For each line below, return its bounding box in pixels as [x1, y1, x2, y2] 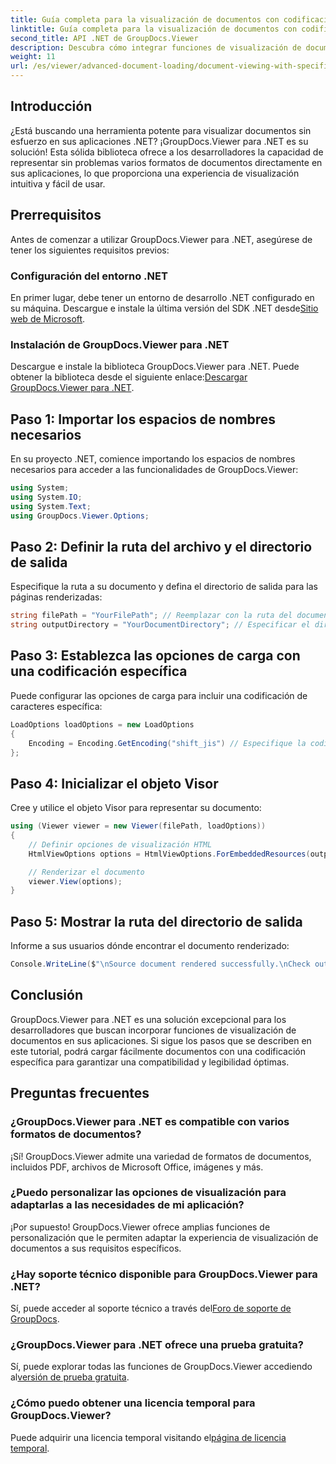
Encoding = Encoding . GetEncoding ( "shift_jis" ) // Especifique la [28, 738, 307, 748]
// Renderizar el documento [28, 867, 145, 877]
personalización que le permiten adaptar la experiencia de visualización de [10, 1231, 319, 1243]
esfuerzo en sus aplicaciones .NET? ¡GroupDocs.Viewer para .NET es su [10, 135, 309, 147]
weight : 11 [10, 52, 56, 62]
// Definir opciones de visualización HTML [28, 839, 213, 850]
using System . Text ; [10, 501, 92, 511]
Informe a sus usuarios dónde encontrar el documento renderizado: [10, 940, 290, 952]
